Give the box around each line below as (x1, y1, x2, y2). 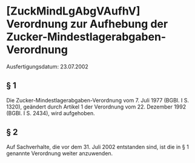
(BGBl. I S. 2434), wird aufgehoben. (6, 109, 95, 116)
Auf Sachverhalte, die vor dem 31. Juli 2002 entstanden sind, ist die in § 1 (6, 143, 189, 150)
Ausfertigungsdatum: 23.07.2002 (6, 62, 89, 70)
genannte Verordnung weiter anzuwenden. (6, 150, 113, 157)
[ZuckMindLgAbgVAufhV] (6, 4, 140, 18)
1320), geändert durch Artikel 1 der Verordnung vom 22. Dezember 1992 (6, 103, 187, 110)
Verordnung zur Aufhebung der (6, 17, 168, 31)
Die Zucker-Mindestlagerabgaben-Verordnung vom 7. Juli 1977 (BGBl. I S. (6, 96, 190, 104)
